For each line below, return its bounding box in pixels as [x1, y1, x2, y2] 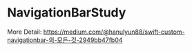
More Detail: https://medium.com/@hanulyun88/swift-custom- [7, 28, 185, 36]
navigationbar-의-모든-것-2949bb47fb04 [7, 36, 123, 44]
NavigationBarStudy [7, 5, 126, 21]
